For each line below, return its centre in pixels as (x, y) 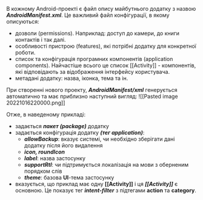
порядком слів (43, 171)
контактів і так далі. (40, 40)
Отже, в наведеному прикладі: (46, 115)
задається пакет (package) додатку (62, 126)
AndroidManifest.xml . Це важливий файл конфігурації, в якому (88, 15)
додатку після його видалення (63, 145)
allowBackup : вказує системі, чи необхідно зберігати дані (99, 139)
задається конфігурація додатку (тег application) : (80, 133)
